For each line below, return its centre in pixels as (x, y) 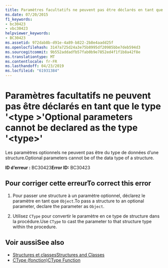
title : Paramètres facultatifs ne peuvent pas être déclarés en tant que (84, 10)
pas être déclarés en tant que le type (83, 107)
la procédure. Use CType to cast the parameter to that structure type (82, 221)
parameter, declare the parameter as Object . (58, 206)
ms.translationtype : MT (30, 57)
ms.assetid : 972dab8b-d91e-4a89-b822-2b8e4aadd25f (59, 43)
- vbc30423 (17, 29)
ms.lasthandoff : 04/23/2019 (35, 66)
